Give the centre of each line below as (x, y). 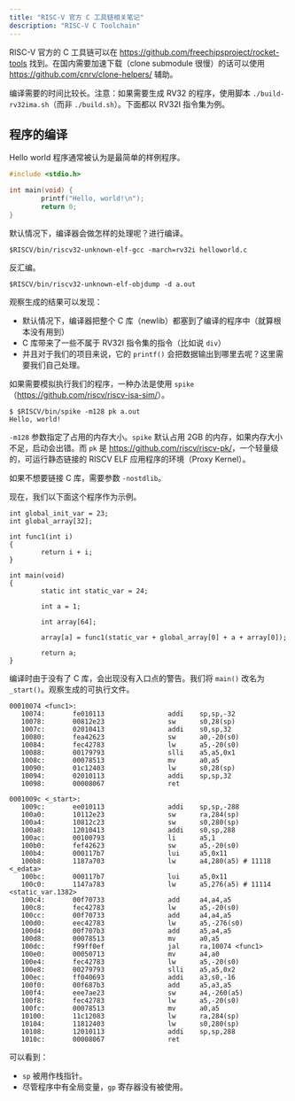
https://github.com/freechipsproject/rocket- (199, 52)
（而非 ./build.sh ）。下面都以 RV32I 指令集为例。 (139, 104)
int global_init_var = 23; (59, 513)
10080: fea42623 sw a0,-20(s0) (130, 737)
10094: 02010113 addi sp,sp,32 (126, 776)
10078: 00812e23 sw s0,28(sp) (128, 721)
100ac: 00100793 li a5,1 (118, 838)
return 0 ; (59, 206)
